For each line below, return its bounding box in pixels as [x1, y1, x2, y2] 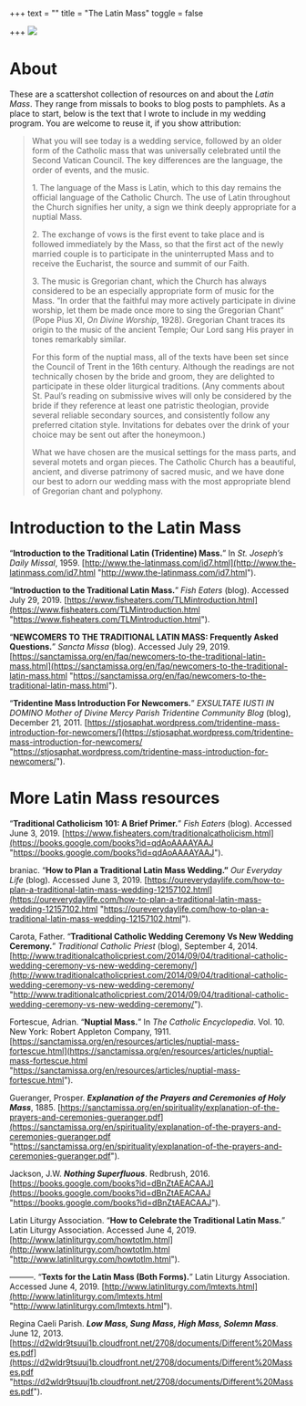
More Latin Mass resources [9, 788, 220, 808]
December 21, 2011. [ [9, 716, 88, 728]
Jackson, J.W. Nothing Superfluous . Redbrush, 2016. [9, 1168, 211, 1179]
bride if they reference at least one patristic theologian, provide [31, 400, 270, 411]
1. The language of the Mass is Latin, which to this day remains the [31, 182, 282, 193]
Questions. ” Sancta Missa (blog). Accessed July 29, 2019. [9, 641, 230, 651]
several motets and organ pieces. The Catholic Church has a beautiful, [31, 456, 297, 467]
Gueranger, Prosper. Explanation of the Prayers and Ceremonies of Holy [9, 1092, 287, 1103]
